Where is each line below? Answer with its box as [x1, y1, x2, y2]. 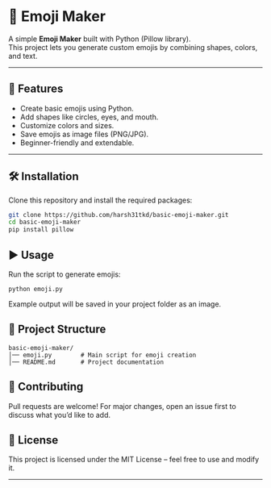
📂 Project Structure [8, 323, 106, 336]
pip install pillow [8, 226, 74, 234]
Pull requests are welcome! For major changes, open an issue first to [8, 401, 236, 411]
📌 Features [8, 82, 64, 96]
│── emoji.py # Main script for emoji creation [8, 351, 197, 359]
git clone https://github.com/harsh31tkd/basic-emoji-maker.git [8, 211, 229, 219]
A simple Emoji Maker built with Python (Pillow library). [8, 34, 191, 44]
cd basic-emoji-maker [8, 218, 81, 227]
